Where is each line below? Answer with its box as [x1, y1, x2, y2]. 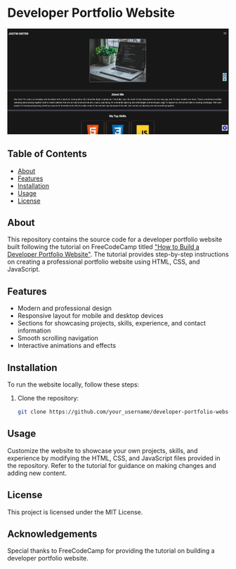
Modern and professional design [17, 304, 112, 313]
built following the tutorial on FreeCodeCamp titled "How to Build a [7, 243, 200, 251]
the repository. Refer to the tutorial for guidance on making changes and [7, 461, 216, 469]
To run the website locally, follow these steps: [7, 380, 140, 389]
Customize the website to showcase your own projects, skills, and [7, 446, 198, 455]
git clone [17, 408, 47, 415]
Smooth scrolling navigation [17, 334, 98, 342]
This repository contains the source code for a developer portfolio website [7, 235, 223, 243]
